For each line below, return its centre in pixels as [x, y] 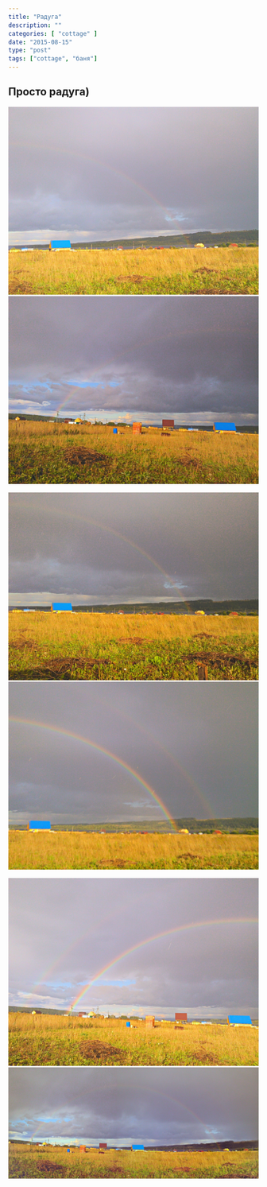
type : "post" [30, 50]
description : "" [35, 25]
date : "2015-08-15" [41, 42]
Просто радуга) [49, 92]
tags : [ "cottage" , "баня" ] [53, 59]
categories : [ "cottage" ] [53, 33]
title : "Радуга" [35, 17]
